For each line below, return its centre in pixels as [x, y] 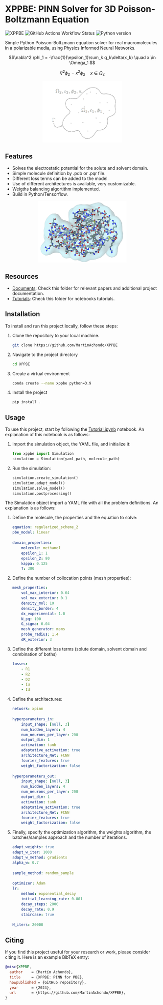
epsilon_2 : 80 [35, 558]
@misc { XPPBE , [18, 967]
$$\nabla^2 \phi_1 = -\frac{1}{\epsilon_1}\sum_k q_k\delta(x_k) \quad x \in [82, 57]
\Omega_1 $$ [82, 62]
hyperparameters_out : [34, 776]
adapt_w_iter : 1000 [32, 852]
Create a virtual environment [41, 373]
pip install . [26, 402]
